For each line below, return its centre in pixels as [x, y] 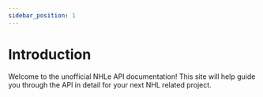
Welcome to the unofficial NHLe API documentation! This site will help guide [132, 76]
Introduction [50, 54]
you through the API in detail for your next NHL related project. [110, 84]
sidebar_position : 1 [42, 15]
